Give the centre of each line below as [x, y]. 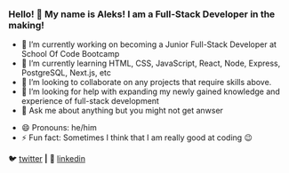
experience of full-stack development [90, 101]
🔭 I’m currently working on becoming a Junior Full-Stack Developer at [149, 44]
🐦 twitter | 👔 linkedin [47, 159]
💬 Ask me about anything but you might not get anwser [122, 111]
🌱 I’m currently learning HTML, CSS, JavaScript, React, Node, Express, [151, 63]
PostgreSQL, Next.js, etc [66, 73]
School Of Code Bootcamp [70, 54]
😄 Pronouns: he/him [59, 128]
